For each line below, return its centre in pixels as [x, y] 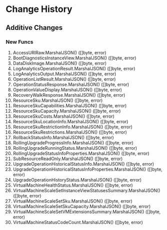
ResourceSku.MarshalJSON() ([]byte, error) [58, 100]
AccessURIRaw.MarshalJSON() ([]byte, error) [59, 52]
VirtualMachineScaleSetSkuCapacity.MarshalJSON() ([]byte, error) [82, 206]
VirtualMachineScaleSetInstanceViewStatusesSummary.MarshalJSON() [86, 190]
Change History [39, 9]
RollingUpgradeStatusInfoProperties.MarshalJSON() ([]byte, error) [81, 153]
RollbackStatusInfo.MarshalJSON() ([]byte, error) [63, 137]
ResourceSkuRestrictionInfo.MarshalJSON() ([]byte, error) [73, 127]
